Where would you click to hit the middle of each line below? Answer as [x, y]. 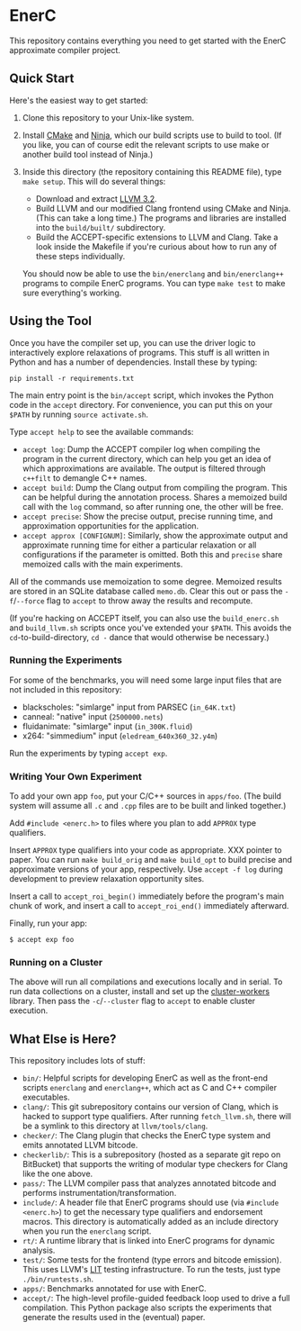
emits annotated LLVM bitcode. [80, 1145]
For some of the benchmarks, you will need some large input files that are [146, 680]
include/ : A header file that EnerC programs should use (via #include [150, 1202]
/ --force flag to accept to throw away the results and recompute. [133, 601]
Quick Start [42, 79]
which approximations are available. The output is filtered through [144, 468]
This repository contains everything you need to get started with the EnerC [148, 41]
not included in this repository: [66, 689]
